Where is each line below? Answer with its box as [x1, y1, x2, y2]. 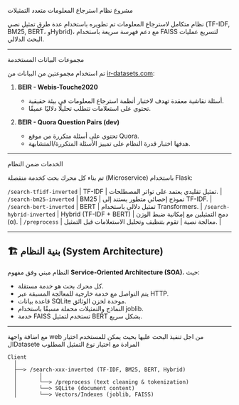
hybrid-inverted [7, 211, 55, 218]
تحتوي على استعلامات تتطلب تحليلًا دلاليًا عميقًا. [28, 104, 152, 112]
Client [7, 353, 27, 361]
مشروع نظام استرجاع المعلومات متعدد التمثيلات [7, 6, 134, 14]
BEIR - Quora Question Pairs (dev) [17, 118, 119, 126]
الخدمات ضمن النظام [7, 160, 63, 168]
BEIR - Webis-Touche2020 [17, 83, 98, 91]
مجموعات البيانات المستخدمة [7, 55, 85, 63]
